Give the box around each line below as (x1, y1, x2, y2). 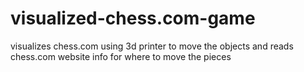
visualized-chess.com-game (10, 7, 256, 30)
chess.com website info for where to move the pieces (10, 50, 232, 62)
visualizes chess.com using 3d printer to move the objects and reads (10, 40, 294, 52)
